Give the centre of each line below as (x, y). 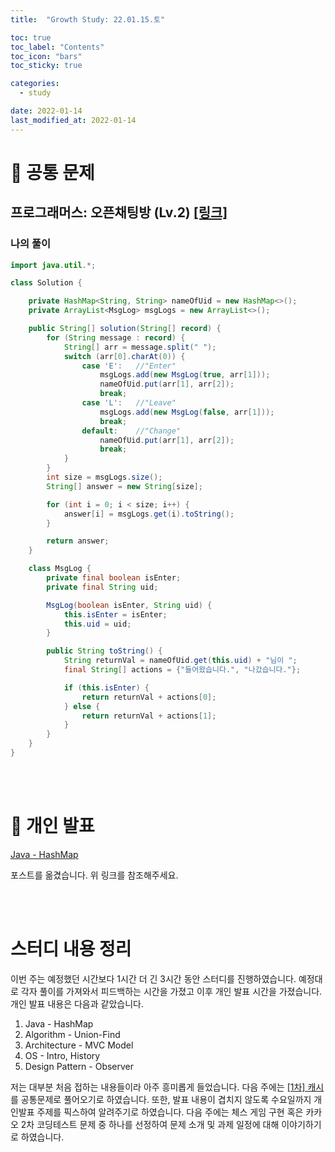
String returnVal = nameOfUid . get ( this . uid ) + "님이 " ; (180, 661)
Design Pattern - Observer (79, 1066)
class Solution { (46, 283)
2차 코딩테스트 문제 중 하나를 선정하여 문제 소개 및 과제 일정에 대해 (150, 1124)
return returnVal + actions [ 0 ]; (149, 697)
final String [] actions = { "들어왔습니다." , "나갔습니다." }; (182, 670)
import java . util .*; (53, 265)
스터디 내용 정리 (71, 949)
